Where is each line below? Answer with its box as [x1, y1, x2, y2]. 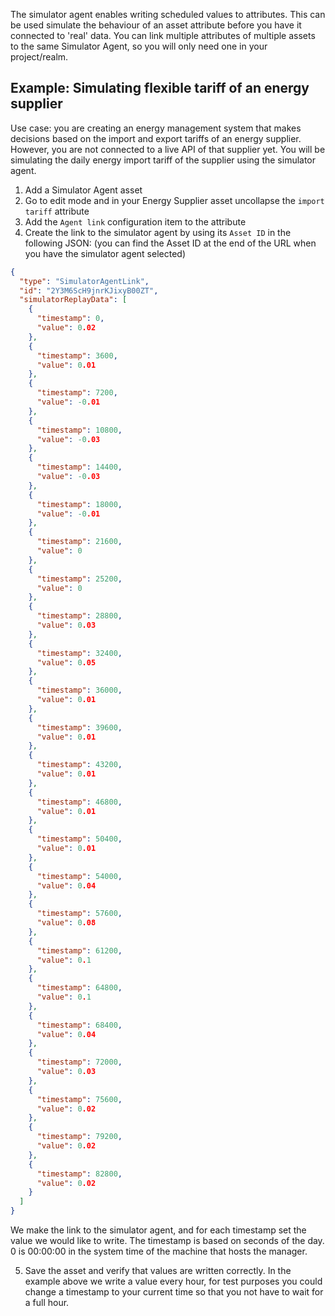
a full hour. [24, 1297, 70, 1309]
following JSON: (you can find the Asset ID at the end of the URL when [24, 237, 317, 249]
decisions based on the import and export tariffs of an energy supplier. [10, 132, 302, 144]
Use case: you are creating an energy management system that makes [10, 122, 302, 134]
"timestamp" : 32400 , [36, 648, 123, 658]
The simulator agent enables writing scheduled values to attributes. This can [10, 9, 326, 20]
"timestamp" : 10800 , [36, 425, 123, 435]
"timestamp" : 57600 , [36, 909, 123, 919]
